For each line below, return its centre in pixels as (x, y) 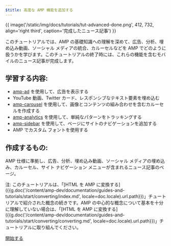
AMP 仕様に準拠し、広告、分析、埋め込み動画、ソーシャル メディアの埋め (83, 161)
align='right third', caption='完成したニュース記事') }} (61, 31)
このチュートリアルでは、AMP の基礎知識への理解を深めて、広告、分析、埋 (85, 41)
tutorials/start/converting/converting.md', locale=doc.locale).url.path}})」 (82, 221)
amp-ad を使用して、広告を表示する (51, 92)
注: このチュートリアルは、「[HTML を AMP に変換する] (63, 185)
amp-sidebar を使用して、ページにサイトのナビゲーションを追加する (85, 124)
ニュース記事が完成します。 (47, 61)
